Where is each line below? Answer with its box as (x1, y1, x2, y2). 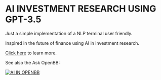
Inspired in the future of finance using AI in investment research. (5, 40, 140, 46)
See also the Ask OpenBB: (5, 59, 60, 65)
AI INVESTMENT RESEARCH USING (5, 3, 156, 15)
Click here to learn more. (5, 50, 57, 56)
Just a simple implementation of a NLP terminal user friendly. (5, 30, 133, 36)
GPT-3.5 (5, 14, 42, 25)
